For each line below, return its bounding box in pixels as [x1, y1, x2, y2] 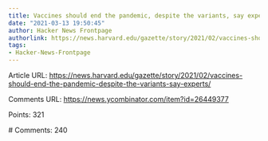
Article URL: [8, 71, 48, 80]
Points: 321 [8, 110, 45, 119]
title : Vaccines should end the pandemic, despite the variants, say [8, 11, 245, 20]
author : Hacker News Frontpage [8, 26, 112, 34]
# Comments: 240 [8, 125, 68, 135]
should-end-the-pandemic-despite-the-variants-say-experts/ [8, 79, 211, 88]
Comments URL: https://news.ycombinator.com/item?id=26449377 [8, 95, 229, 104]
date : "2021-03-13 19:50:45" [8, 19, 105, 27]
